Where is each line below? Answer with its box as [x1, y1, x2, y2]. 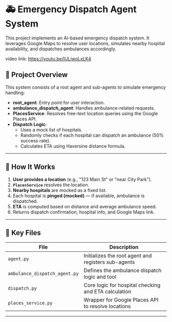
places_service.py [8, 300, 53, 306]
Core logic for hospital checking [83, 282, 161, 289]
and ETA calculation [83, 288, 132, 295]
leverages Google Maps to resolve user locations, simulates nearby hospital [5, 40, 165, 46]
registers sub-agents [83, 259, 135, 266]
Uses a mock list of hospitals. [20, 126, 83, 133]
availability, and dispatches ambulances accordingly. [5, 46, 117, 52]
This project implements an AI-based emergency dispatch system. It [5, 35, 149, 41]
